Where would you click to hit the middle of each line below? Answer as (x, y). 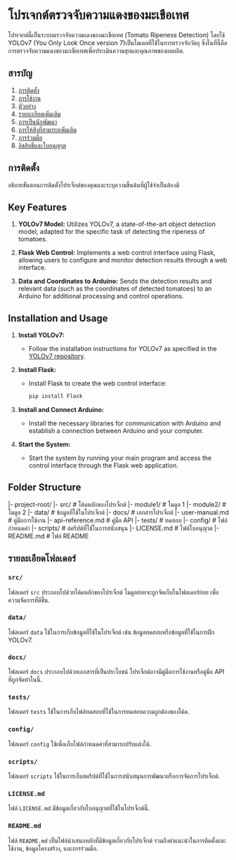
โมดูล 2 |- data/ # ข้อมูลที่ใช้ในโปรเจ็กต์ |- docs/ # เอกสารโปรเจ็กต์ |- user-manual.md (118, 512)
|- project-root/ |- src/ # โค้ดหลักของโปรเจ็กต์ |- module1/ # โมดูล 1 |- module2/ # (117, 504)
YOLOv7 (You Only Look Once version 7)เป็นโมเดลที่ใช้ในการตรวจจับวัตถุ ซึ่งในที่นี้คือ (118, 43)
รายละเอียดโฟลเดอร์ (42, 558)
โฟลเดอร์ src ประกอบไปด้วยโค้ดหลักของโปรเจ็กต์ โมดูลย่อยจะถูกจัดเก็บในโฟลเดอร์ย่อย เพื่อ (114, 592)
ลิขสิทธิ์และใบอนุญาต (42, 145)
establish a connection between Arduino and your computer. (116, 431)
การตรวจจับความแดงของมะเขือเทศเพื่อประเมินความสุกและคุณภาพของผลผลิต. (96, 51)
